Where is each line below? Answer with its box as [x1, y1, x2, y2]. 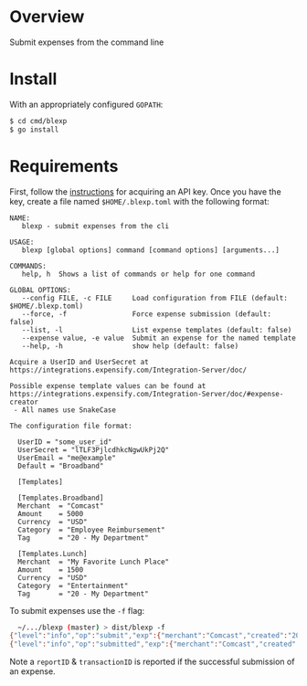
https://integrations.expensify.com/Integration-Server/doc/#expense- [9, 389, 284, 398]
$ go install [9, 125, 59, 134]
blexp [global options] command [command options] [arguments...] [21, 245, 281, 255]
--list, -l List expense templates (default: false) [21, 325, 292, 334]
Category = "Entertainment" [17, 581, 129, 590]
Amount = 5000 [17, 509, 84, 518]
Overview [9, 6, 85, 27]
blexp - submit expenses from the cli [21, 221, 170, 230]
